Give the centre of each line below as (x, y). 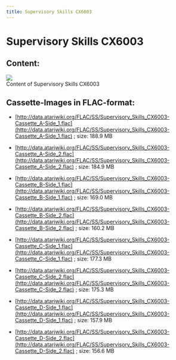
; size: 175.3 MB (95, 290)
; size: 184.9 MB (95, 167)
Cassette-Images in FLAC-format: (71, 103)
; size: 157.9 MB (93, 320)
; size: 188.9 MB (93, 136)
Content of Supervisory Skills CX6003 (53, 84)
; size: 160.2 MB (95, 228)
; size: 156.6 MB (95, 351)
